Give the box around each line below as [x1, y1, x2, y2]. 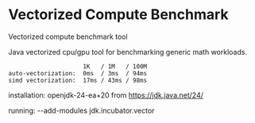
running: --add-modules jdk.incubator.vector [8, 106, 155, 115]
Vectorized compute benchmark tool [8, 32, 129, 41]
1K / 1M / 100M [83, 62, 148, 71]
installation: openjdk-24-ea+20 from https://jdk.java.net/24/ [8, 90, 204, 100]
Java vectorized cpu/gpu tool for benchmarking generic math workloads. [8, 47, 248, 56]
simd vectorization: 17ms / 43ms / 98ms [8, 76, 148, 84]
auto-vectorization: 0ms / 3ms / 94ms [8, 69, 148, 77]
